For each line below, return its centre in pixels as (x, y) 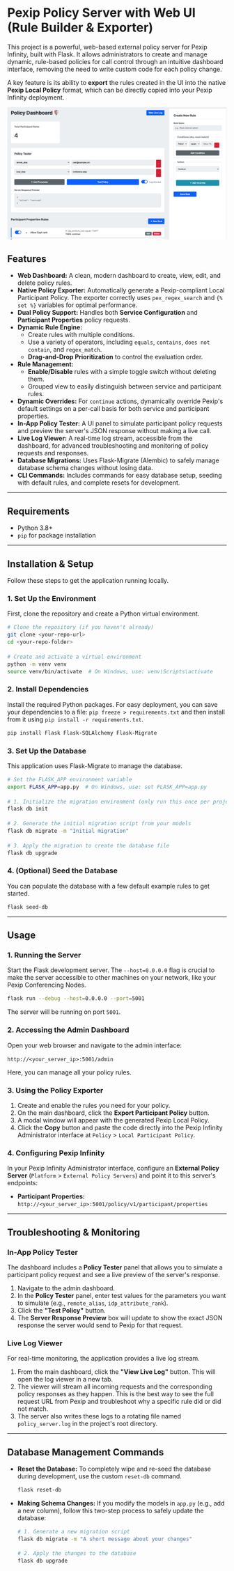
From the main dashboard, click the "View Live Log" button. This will (116, 1372)
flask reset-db (39, 1490)
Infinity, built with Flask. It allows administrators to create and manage (107, 54)
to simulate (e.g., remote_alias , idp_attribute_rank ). (93, 1303)
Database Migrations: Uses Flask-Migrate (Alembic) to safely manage (118, 460)
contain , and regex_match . (65, 350)
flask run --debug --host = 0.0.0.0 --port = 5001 (76, 999)
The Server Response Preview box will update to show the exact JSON (120, 1318)
